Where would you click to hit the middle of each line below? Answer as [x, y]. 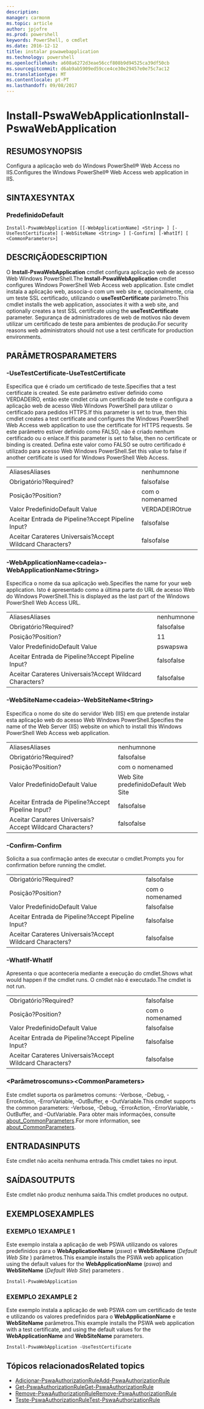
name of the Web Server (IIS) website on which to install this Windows [94, 726]
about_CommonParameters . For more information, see [73, 1120]
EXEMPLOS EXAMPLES [50, 1214]
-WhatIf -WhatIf [29, 960]
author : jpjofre [27, 29]
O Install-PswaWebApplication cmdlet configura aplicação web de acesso [100, 272]
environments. [24, 336]
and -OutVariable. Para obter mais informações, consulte [104, 1114]
